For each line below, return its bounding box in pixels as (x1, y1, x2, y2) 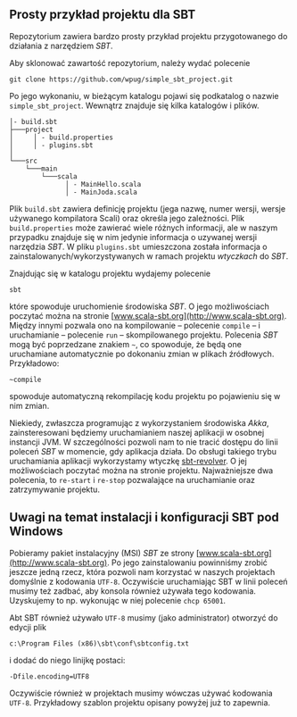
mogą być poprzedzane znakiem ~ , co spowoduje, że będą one (9, 338, 243, 349)
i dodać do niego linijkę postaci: (9, 654, 126, 665)
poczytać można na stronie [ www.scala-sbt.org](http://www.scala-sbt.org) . (9, 310, 287, 321)
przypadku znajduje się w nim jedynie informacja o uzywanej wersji (9, 231, 257, 242)
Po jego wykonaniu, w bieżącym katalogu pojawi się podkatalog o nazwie (9, 90, 279, 101)
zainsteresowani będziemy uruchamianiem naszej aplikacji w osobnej (9, 427, 265, 438)
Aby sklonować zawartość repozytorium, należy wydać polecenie (9, 57, 251, 68)
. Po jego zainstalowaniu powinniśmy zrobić (106, 557, 268, 568)
